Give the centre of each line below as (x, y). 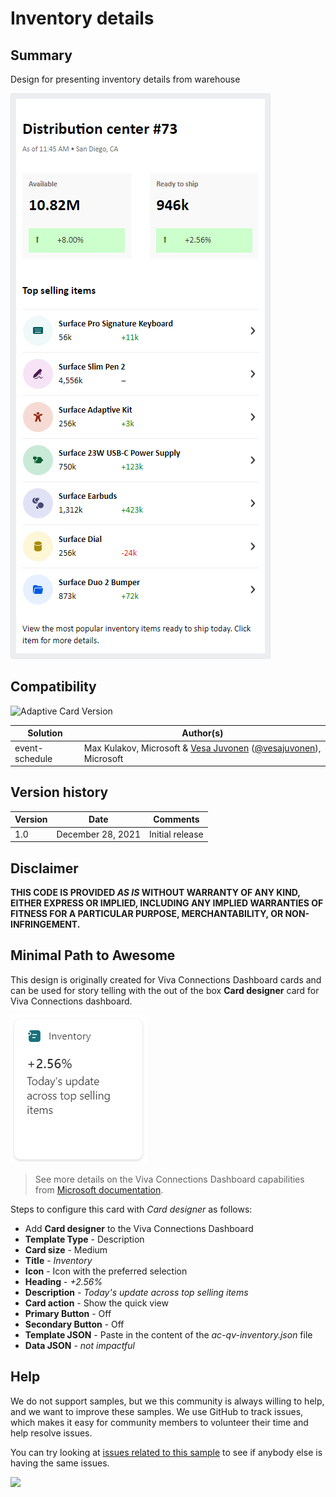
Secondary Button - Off (74, 1324)
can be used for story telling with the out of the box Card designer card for (165, 990)
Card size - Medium (66, 1249)
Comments (176, 819)
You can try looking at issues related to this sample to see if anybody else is (166, 1452)
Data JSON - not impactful (80, 1345)
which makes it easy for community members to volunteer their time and (159, 1422)
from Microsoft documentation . (99, 1189)
